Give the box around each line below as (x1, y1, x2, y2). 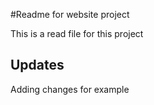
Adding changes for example (10, 83, 130, 95)
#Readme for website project (10, 9, 130, 20)
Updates (10, 57, 65, 74)
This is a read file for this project (10, 28, 144, 39)
